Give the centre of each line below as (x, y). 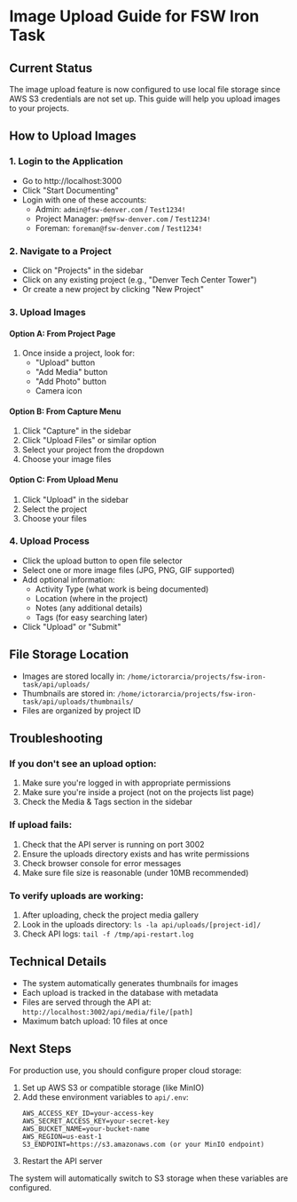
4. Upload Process (50, 541)
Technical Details (58, 962)
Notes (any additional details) (89, 608)
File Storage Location (69, 655)
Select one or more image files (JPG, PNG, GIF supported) (128, 569)
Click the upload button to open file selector (102, 561)
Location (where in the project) (92, 598)
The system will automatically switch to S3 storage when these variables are (148, 1178)
